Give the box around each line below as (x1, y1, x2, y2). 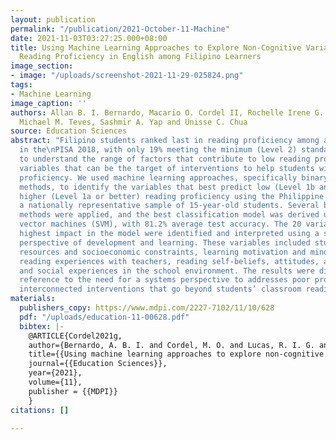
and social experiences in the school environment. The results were (19, 266, 315, 276)
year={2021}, (28, 368, 83, 378)
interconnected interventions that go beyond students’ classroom (19, 284, 302, 295)
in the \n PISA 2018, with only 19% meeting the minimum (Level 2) (19, 145, 298, 155)
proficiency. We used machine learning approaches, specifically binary (19, 172, 329, 183)
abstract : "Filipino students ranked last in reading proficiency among (10, 136, 320, 146)
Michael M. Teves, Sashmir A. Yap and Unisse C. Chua (19, 117, 248, 127)
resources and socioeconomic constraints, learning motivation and (19, 247, 307, 257)
